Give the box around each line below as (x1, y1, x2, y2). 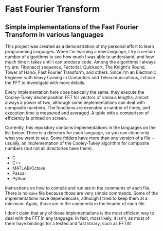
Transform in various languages (5, 30, 104, 39)
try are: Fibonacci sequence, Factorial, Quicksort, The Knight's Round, (5, 64, 146, 70)
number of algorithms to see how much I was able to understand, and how (5, 54, 154, 60)
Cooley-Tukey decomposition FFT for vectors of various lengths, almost (5, 94, 149, 100)
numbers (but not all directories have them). (5, 146, 93, 151)
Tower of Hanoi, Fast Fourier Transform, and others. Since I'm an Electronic (5, 69, 156, 75)
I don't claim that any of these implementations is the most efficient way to (5, 210, 155, 216)
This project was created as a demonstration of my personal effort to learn (5, 43, 155, 49)
